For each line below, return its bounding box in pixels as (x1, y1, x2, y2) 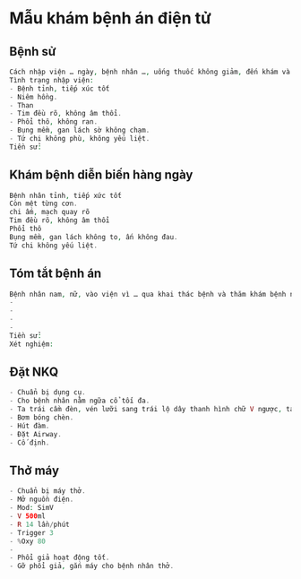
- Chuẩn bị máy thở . (9, 487, 87, 496)
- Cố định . (9, 438, 50, 447)
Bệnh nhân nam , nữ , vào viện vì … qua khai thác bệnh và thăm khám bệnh (9, 289, 287, 298)
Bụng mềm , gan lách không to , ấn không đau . (9, 232, 178, 241)
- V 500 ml (9, 512, 47, 521)
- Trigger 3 (9, 528, 54, 537)
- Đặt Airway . (9, 429, 63, 438)
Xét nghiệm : (9, 340, 54, 349)
